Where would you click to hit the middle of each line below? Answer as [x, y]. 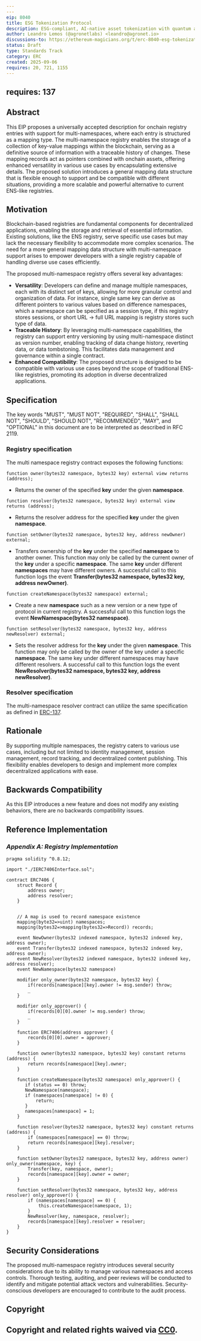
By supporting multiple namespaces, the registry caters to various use [93, 745]
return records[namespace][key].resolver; [81, 1143]
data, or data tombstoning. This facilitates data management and [95, 350]
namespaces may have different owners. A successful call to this [95, 570]
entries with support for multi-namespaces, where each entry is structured [98, 133]
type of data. [31, 324]
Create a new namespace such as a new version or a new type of [96, 605]
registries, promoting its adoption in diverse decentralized [96, 375]
